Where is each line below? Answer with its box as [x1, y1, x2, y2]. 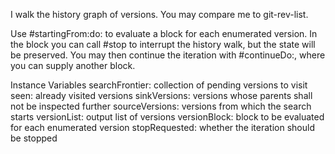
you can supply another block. [10, 60, 136, 71]
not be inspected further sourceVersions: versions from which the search [10, 100, 312, 112]
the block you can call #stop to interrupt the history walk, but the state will [10, 39, 316, 50]
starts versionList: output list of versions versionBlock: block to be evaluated [10, 111, 325, 123]
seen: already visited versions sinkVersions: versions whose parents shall [10, 90, 313, 101]
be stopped [10, 132, 58, 144]
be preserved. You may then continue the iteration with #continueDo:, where [10, 49, 326, 61]
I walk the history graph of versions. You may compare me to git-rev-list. [10, 9, 309, 20]
